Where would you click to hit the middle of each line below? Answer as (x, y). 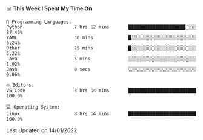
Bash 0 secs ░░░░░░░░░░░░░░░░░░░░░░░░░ (101, 69)
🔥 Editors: (20, 85)
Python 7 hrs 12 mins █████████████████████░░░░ (101, 27)
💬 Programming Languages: (39, 22)
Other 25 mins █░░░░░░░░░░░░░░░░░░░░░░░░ (101, 48)
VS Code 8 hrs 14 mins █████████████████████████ (101, 91)
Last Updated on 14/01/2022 (42, 130)
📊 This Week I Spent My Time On (49, 8)
